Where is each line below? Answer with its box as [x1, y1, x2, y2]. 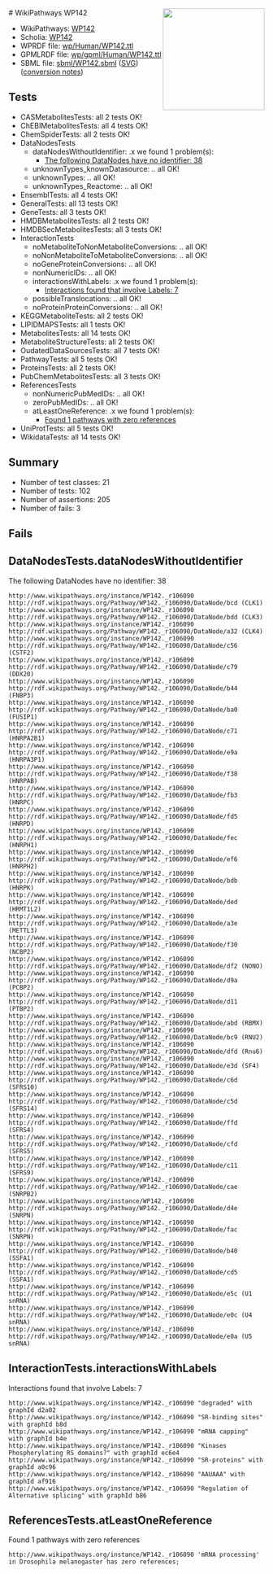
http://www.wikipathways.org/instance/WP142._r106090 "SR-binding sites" [8, 1413, 264, 1421]
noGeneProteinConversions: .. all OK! [32, 259, 157, 269]
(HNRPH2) [8, 862, 38, 870]
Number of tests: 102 [19, 486, 91, 496]
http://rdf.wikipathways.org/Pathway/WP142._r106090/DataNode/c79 [8, 662, 238, 671]
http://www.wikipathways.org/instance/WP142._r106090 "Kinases [8, 1441, 227, 1449]
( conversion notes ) [19, 67, 84, 77]
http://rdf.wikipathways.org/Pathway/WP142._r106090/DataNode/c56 [8, 641, 238, 649]
